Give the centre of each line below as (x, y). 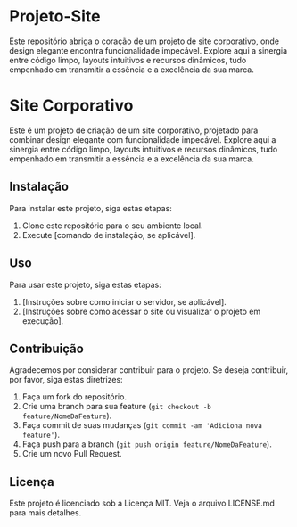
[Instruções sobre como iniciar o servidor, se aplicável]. (124, 301)
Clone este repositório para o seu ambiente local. (112, 226)
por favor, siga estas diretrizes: (66, 380)
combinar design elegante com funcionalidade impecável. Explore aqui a (143, 139)
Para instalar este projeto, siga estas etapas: (91, 208)
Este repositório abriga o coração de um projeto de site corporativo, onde (144, 41)
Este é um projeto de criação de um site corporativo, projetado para (134, 130)
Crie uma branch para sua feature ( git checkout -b (116, 407)
